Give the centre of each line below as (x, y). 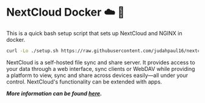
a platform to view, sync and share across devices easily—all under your (97, 75)
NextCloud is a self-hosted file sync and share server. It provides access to (101, 62)
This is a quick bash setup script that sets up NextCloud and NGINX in (94, 33)
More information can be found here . (54, 93)
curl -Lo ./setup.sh (33, 51)
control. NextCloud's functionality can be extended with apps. (84, 81)
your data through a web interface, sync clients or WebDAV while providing (101, 68)
